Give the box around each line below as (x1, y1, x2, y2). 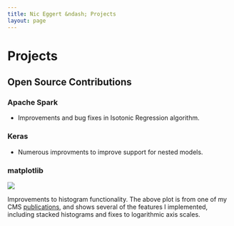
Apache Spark (7, 98, 58, 107)
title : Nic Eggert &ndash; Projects (7, 10, 116, 18)
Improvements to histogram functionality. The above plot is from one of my (7, 195, 227, 203)
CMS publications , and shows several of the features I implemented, (7, 202, 208, 211)
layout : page (7, 17, 46, 24)
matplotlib (7, 165, 44, 175)
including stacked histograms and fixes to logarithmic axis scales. (7, 210, 201, 218)
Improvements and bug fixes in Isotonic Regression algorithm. (17, 113, 200, 122)
